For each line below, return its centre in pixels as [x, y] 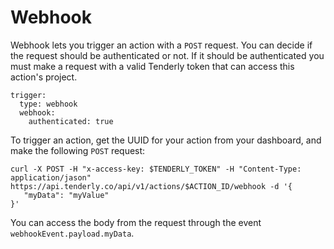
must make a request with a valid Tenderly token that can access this [152, 66]
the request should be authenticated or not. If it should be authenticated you [167, 55]
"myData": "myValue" [66, 195]
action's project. [44, 77]
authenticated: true [71, 121]
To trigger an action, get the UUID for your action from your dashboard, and [166, 140]
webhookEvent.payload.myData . [72, 233]
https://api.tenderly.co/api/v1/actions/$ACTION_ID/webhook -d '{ [151, 186]
